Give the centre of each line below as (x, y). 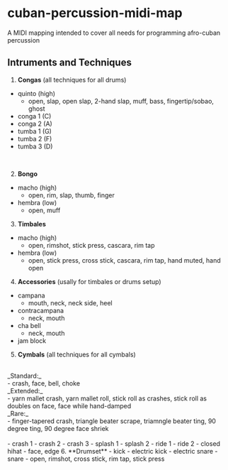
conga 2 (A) (35, 124)
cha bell (29, 325)
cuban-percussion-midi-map (95, 13)
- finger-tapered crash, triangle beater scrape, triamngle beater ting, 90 (112, 421)
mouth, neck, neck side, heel (70, 302)
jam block (32, 340)
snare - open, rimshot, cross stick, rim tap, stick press (86, 459)
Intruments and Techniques (70, 63)
